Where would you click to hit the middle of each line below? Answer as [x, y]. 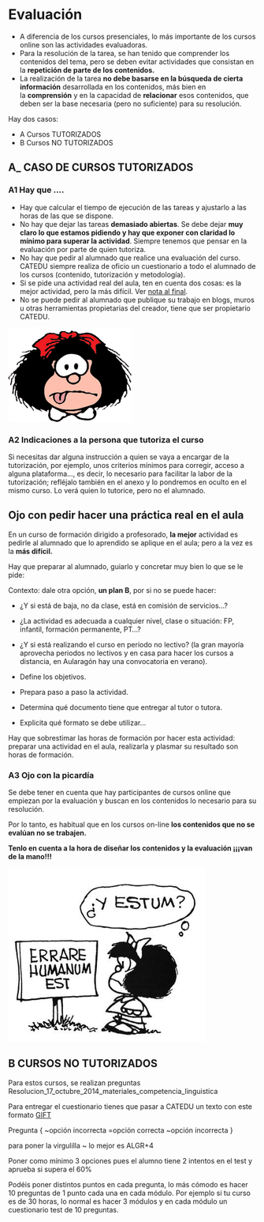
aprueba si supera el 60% [50, 1169]
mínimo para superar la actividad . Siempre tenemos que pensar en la [133, 241]
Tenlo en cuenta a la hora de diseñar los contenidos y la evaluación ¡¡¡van [130, 848]
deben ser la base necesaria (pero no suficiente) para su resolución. [130, 104]
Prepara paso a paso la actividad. [74, 692]
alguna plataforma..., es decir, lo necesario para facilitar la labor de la [120, 473]
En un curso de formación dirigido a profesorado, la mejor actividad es [123, 534]
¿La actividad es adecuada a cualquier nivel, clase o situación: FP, [127, 620]
